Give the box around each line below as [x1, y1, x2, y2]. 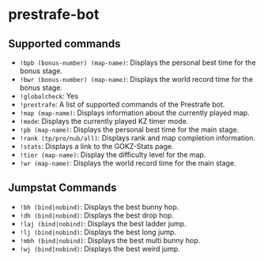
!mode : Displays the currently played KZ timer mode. [19, 117, 189, 125]
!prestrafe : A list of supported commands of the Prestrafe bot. [19, 100, 225, 109]
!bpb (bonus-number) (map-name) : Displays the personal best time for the [19, 58, 256, 67]
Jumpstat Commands [8, 181, 117, 195]
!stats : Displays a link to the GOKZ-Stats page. [19, 142, 174, 151]
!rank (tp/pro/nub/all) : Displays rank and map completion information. [19, 133, 255, 143]
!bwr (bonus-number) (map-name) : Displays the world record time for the [19, 75, 254, 84]
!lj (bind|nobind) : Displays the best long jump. [19, 227, 176, 237]
